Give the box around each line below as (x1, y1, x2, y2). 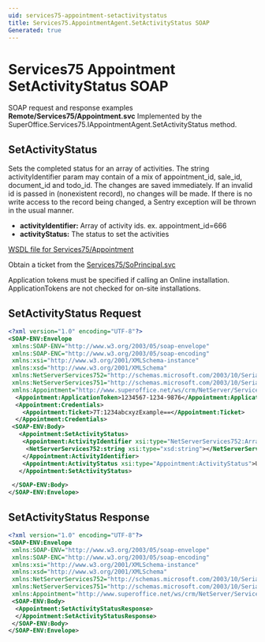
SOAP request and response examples (8, 103, 133, 113)
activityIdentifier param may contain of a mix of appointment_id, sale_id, (8, 172, 243, 182)
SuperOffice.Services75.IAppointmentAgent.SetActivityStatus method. (8, 120, 237, 130)
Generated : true (8, 26, 62, 34)
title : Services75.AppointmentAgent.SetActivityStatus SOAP (8, 19, 211, 27)
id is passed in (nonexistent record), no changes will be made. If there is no (8, 189, 252, 198)
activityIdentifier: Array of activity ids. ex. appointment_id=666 (19, 221, 227, 231)
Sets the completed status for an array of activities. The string (8, 163, 210, 174)
